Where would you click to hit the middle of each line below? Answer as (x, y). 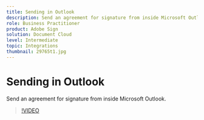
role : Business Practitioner (43, 23)
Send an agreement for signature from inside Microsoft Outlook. (86, 99)
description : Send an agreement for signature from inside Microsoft (96, 18)
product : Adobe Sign (32, 29)
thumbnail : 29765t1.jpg (36, 52)
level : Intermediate (32, 40)
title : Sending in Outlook (40, 12)
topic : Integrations (32, 46)
